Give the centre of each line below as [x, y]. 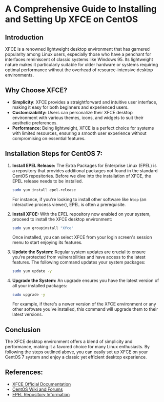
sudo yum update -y [32, 271]
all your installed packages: [40, 286]
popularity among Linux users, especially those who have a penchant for [78, 54]
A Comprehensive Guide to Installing [81, 9]
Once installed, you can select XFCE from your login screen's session [82, 237]
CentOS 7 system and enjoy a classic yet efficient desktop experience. [76, 357]
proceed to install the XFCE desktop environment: [62, 219]
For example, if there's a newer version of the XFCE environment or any [84, 304]
